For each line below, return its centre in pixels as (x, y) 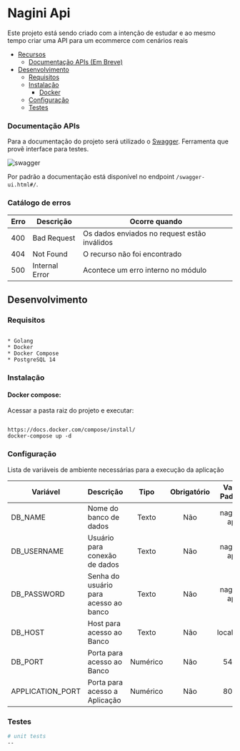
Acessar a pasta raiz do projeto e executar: (71, 410)
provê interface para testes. (48, 149)
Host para (104, 623)
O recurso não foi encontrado (132, 253)
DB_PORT (27, 662)
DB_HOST (28, 632)
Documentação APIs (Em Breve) (76, 61)
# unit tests (27, 736)
